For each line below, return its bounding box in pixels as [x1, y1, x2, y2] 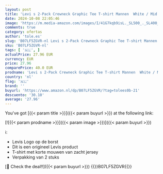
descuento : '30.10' [5, 92, 45, 97]
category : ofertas [5, 29, 42, 34]
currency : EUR [5, 57, 34, 61]
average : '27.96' [5, 97, 40, 102]
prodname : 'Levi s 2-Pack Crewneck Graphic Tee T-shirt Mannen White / [5, 70, 155, 75]
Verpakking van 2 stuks [12, 154, 60, 160]
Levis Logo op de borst [12, 139, 59, 145]
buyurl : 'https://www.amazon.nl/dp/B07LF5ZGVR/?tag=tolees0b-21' [5, 88, 140, 93]
